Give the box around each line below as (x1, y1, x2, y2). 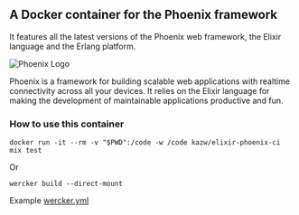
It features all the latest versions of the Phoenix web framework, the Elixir (9, 31, 282, 42)
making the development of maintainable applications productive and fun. (9, 95, 284, 106)
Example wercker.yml (9, 195, 89, 206)
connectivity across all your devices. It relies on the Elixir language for (9, 85, 270, 96)
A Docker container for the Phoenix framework (9, 7, 278, 23)
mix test (9, 146, 42, 155)
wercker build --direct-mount (9, 180, 124, 189)
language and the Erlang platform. (9, 41, 136, 51)
